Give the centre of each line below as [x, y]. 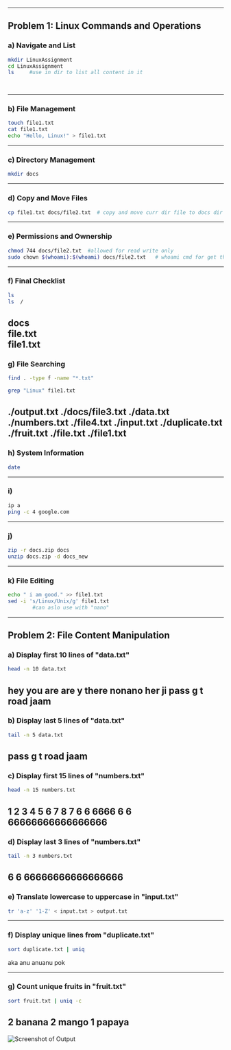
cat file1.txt [28, 130]
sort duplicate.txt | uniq [46, 949]
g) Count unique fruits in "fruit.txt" [67, 987]
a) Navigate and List [42, 45]
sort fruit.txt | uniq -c [45, 1001]
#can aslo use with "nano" [71, 607]
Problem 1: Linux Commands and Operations [105, 26]
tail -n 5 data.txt [36, 735]
